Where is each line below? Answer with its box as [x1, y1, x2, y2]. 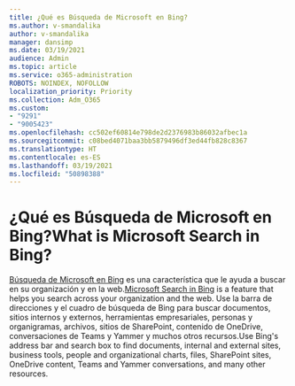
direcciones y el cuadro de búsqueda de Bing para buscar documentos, [9, 303, 271, 313]
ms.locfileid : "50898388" [9, 169, 105, 178]
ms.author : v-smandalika [9, 21, 101, 30]
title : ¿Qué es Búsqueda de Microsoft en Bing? [9, 12, 189, 22]
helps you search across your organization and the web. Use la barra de [9, 293, 273, 304]
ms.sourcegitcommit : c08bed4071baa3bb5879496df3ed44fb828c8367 [9, 136, 248, 145]
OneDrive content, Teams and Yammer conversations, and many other [9, 359, 266, 370]
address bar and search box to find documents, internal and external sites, [9, 340, 282, 351]
